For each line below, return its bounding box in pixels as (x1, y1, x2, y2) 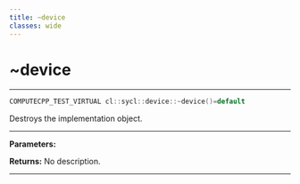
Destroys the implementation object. (9, 113, 143, 124)
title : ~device (9, 12, 66, 22)
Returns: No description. (9, 156, 101, 167)
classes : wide (9, 21, 62, 30)
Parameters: (9, 139, 56, 149)
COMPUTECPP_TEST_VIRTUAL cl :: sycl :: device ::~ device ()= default (9, 97, 246, 107)
